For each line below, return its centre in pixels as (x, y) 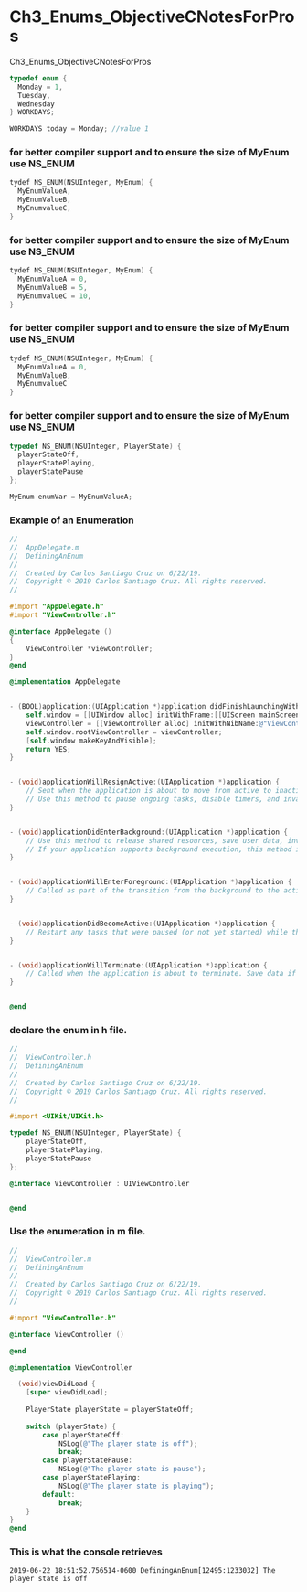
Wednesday (36, 104)
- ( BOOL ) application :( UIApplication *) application (108, 707)
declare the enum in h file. (69, 1030)
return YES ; (48, 749)
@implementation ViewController (71, 1368)
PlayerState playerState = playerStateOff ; (110, 1410)
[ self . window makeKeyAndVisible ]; (91, 741)
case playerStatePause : (87, 1460)
